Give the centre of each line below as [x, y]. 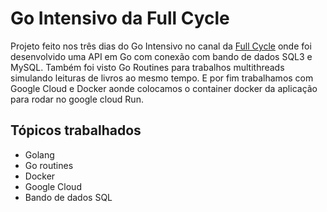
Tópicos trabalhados [76, 130]
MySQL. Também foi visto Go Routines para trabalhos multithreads [147, 67]
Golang [39, 154]
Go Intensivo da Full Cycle [120, 18]
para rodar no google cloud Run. [77, 99]
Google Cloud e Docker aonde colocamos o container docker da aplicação [164, 88]
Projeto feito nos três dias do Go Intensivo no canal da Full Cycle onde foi [161, 46]
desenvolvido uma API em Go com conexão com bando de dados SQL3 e [161, 56]
